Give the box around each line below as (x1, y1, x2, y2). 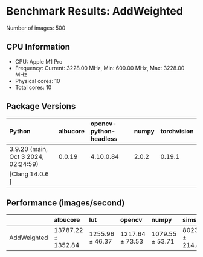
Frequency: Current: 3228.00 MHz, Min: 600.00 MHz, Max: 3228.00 (14, 64, 185, 72)
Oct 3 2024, (9, 152, 44, 161)
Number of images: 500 (6, 24, 66, 32)
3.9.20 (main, (9, 144, 48, 153)
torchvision (160, 127, 194, 135)
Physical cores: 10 (14, 77, 60, 84)
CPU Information (6, 42, 71, 52)
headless (90, 135, 118, 143)
